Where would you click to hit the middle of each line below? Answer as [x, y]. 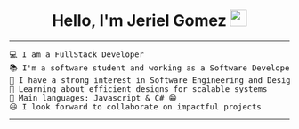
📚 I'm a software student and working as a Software [128, 68]
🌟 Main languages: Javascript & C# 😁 [93, 97]
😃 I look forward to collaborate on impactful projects [135, 106]
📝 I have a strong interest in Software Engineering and [136, 80]
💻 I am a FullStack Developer [77, 54]
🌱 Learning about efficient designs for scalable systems [138, 89]
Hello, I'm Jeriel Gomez [139, 21]
